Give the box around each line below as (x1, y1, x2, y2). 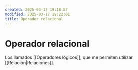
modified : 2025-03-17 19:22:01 (5, 12, 70, 17)
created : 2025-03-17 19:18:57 (5, 7, 68, 12)
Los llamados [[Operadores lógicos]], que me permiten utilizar (5, 54, 133, 60)
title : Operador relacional (5, 16, 64, 21)
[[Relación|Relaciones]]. (5, 60, 55, 66)
